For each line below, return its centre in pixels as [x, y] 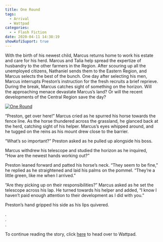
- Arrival [19, 19]
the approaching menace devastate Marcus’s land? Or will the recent [74, 91]
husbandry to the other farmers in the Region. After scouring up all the [75, 66]
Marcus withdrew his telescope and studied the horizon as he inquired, [76, 150]
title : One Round [23, 10]
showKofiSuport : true [27, 42]
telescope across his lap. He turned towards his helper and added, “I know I [81, 190]
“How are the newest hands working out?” [47, 155]
